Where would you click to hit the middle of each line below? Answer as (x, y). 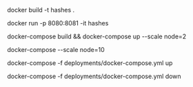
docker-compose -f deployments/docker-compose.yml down (94, 76)
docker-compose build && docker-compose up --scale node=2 (97, 36)
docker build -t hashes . (41, 10)
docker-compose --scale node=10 (56, 50)
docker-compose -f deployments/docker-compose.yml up (90, 63)
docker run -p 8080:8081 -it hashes (58, 23)
